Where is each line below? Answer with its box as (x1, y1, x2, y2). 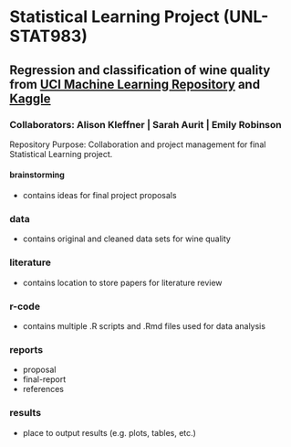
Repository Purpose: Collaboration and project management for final (9, 139, 266, 150)
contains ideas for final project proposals (22, 190, 177, 201)
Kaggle (9, 90, 52, 106)
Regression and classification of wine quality (9, 62, 271, 78)
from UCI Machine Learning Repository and (9, 76, 261, 92)
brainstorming (9, 169, 66, 180)
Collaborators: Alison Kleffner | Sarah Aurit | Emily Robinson (9, 118, 282, 131)
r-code (9, 300, 41, 313)
